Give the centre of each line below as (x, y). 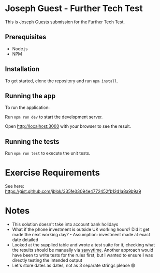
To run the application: (27, 107)
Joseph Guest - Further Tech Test (74, 8)
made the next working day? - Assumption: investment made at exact (81, 235)
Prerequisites (26, 37)
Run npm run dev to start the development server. (54, 117)
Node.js (20, 48)
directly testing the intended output (47, 260)
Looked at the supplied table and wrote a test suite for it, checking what (83, 245)
